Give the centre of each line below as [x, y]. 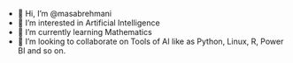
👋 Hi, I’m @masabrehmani [65, 14]
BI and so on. [42, 51]
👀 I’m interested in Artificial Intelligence [89, 23]
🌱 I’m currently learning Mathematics [85, 32]
